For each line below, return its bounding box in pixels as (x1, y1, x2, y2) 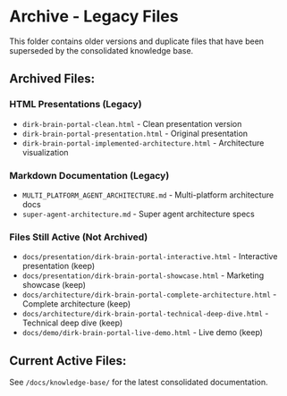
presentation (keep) (21, 261, 96, 272)
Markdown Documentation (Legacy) (9, 169, 170, 181)
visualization (21, 147, 69, 157)
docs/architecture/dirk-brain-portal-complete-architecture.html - (21, 289, 277, 300)
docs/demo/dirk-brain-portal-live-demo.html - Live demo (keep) (21, 327, 264, 338)
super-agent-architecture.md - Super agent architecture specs (21, 208, 255, 219)
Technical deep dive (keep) (21, 317, 123, 328)
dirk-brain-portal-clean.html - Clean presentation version (21, 118, 242, 129)
